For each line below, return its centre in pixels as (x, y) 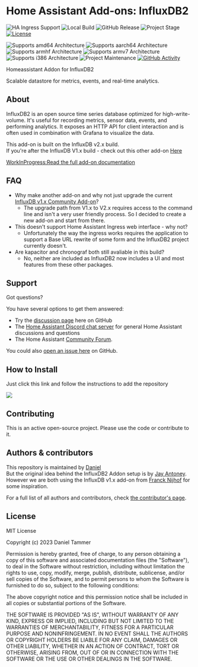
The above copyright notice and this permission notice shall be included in (97, 597)
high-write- (176, 113)
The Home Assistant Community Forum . (63, 339)
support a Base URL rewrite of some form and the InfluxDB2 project (106, 239)
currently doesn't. (45, 245)
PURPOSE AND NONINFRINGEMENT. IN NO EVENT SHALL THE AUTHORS (97, 633)
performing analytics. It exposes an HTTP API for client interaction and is (95, 127)
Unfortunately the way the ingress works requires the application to (106, 233)
